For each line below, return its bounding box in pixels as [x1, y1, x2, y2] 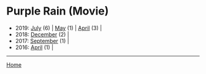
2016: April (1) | [15, 44, 54, 51]
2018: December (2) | [15, 30, 69, 38]
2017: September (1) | [15, 37, 69, 44]
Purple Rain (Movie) [6, 4, 109, 18]
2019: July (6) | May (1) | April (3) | [15, 24, 102, 32]
